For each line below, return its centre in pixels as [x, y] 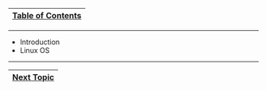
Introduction [40, 42]
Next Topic [33, 77]
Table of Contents [47, 15]
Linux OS [35, 50]
